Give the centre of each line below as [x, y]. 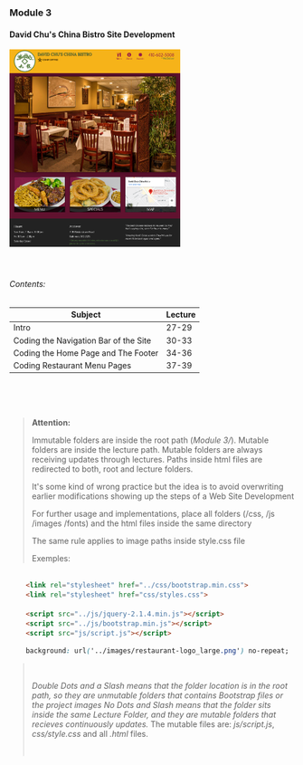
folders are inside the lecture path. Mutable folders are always [147, 449]
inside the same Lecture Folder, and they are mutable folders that [154, 714]
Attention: [51, 422]
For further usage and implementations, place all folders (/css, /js [153, 513]
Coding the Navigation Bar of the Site [82, 340]
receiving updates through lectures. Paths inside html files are [147, 459]
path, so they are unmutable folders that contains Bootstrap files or [157, 695]
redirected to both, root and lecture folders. [112, 469]
